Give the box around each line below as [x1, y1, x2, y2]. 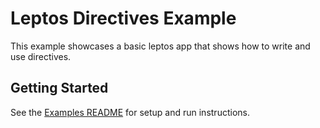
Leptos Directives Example [10, 7, 237, 30]
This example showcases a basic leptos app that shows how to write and [10, 40, 311, 52]
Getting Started [10, 80, 109, 97]
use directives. [10, 50, 72, 62]
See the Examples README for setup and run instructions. [10, 106, 250, 118]
